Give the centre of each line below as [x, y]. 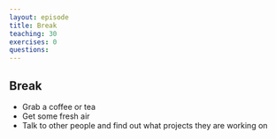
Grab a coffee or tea [58, 106]
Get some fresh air [56, 116]
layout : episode [39, 17]
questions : [29, 50]
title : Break [33, 26]
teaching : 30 [33, 33]
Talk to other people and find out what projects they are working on [145, 125]
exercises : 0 [33, 42]
